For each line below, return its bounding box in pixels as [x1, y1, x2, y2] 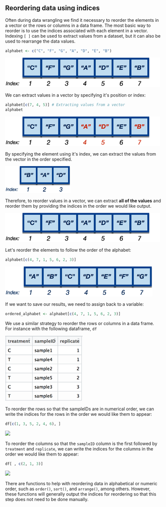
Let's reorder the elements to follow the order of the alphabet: [5, 247, 131, 253]
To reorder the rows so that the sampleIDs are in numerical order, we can [5, 406, 155, 412]
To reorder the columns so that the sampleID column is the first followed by [5, 441, 158, 447]
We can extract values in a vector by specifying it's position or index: [5, 92, 146, 98]
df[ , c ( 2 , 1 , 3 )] [5, 461, 43, 466]
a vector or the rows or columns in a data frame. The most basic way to [5, 22, 151, 28]
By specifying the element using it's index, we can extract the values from [5, 151, 156, 157]
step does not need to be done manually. [5, 497, 89, 503]
